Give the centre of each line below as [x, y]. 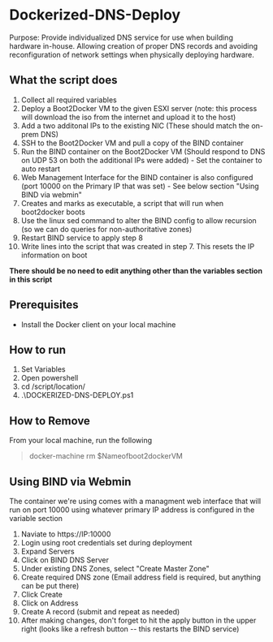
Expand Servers [48, 551]
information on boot [54, 255]
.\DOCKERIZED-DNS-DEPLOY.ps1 [77, 395]
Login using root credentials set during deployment [106, 543]
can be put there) [50, 586]
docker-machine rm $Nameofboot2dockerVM [106, 456]
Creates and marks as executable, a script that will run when [122, 203]
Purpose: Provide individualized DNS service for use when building [121, 37]
